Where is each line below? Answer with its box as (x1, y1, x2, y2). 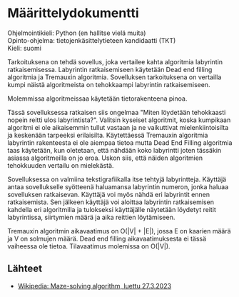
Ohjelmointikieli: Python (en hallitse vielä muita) (7, 29, 146, 37)
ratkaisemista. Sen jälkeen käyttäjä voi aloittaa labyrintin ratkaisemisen (7, 198, 214, 206)
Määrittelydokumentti (7, 5, 139, 21)
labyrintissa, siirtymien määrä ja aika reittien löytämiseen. (7, 213, 176, 221)
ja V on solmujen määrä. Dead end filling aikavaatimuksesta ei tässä (7, 234, 207, 243)
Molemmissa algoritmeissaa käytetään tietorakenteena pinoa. (7, 94, 188, 103)
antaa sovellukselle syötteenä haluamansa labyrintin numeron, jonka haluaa (7, 182, 229, 191)
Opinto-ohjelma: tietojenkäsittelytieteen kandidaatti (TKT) (7, 36, 176, 44)
